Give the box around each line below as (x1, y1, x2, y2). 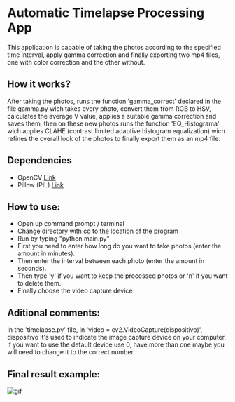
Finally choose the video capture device (17, 286, 133, 295)
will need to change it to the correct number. (7, 348, 135, 356)
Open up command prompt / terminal (17, 220, 124, 228)
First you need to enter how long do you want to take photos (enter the (17, 242, 222, 250)
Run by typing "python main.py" (17, 234, 110, 243)
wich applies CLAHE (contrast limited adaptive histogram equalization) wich (7, 126, 226, 135)
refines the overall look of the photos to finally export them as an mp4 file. (7, 134, 220, 142)
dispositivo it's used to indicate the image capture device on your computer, (7, 333, 226, 342)
